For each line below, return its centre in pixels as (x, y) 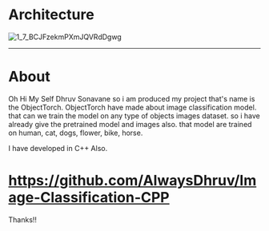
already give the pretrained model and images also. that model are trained (130, 124)
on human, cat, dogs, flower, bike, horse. (76, 133)
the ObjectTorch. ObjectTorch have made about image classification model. (132, 107)
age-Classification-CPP (89, 198)
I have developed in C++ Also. (58, 148)
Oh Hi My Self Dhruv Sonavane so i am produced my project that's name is (132, 98)
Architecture (51, 15)
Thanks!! (23, 219)
